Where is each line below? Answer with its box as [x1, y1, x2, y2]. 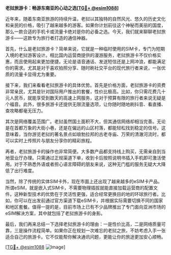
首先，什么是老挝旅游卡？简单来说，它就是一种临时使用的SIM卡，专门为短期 [5, 46, 165, 52]
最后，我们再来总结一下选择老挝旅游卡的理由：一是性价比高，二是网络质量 [5, 221, 161, 227]
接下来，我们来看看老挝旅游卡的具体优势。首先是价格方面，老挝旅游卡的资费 [5, 82, 166, 88]
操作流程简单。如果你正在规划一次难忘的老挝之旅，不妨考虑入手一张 [22, 227, 166, 234]
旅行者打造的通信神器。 [40, 35, 90, 41]
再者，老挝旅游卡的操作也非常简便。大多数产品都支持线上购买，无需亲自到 [5, 148, 161, 155]
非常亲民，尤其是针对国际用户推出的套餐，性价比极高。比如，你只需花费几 [5, 89, 161, 94]
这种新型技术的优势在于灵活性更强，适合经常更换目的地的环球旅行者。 [14, 191, 161, 197]
